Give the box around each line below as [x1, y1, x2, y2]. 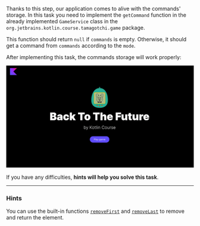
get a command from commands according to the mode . [6, 42, 136, 49]
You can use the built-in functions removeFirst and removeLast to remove [6, 207, 185, 215]
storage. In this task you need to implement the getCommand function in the [6, 11, 186, 19]
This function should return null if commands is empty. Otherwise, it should [6, 36, 187, 42]
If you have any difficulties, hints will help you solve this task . [6, 173, 159, 181]
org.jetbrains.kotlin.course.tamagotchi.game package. [6, 24, 145, 31]
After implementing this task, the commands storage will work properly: [6, 54, 182, 60]
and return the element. [6, 214, 64, 221]
